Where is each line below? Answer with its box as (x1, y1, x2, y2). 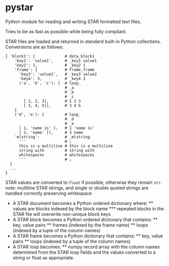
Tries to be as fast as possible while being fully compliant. (5, 28, 127, 34)
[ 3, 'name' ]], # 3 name (18, 130, 83, 135)
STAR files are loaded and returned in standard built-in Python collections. (5, 38, 161, 45)
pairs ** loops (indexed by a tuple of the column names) (12, 238, 131, 244)
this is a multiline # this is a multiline (18, 143, 113, 149)
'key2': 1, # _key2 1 (14, 63, 86, 68)
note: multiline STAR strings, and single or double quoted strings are (5, 185, 149, 191)
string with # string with (18, 148, 95, 153)
